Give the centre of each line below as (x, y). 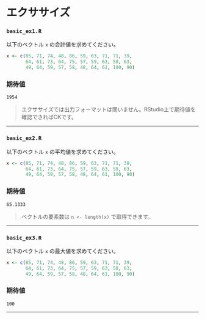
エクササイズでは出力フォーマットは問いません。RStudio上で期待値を (109, 109)
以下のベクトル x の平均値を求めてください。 (63, 152)
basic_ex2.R (24, 138)
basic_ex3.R (24, 238)
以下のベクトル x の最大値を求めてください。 (63, 251)
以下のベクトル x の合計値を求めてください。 (63, 45)
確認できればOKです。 (49, 117)
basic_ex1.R (24, 31)
